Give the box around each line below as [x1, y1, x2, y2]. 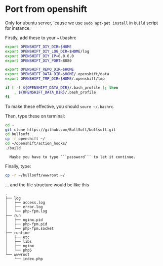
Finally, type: [5, 163, 31, 169]
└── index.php [14, 256, 43, 261]
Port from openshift [5, 3, 87, 15]
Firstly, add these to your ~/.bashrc [5, 35, 77, 41]
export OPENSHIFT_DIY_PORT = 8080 [5, 58, 72, 63]
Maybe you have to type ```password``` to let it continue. [9, 155, 136, 160]
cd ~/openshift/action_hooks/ [5, 141, 68, 146]
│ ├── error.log [5, 204, 43, 209]
